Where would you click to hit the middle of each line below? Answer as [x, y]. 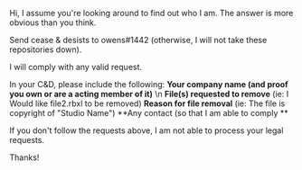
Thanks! [24, 157]
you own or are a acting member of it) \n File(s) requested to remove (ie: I [149, 94]
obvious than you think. [53, 22]
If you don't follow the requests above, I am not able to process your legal [146, 130]
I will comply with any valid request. [76, 67]
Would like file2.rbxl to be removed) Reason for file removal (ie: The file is [147, 103]
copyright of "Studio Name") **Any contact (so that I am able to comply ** [149, 113]
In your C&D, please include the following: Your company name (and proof [149, 84]
